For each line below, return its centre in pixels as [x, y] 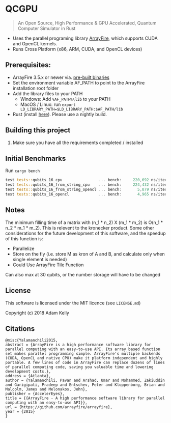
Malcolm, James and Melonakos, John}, [46, 389]
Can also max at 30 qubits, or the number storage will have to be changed [83, 274]
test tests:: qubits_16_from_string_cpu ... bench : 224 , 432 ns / [82, 185]
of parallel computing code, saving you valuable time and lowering [79, 367]
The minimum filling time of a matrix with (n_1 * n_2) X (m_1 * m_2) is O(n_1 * [84, 222]
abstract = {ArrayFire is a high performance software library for [78, 345]
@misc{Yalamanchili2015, [32, 341]
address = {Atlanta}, [28, 376]
